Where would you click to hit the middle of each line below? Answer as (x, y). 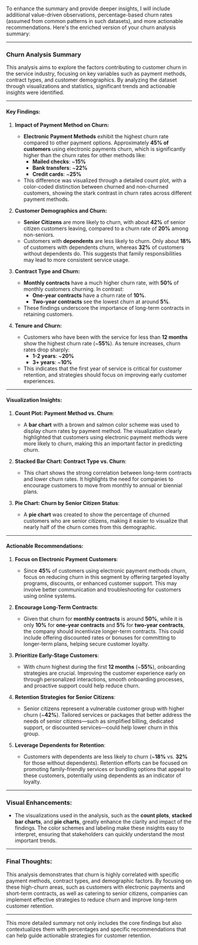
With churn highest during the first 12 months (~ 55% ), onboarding (104, 666)
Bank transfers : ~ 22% (60, 167)
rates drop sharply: (47, 349)
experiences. (39, 381)
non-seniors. (39, 234)
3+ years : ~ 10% (52, 362)
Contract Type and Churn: (47, 271)
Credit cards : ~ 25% (57, 174)
